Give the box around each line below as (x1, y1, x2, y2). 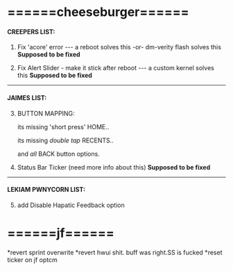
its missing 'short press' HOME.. (17, 122, 110, 131)
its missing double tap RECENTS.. (17, 136, 114, 145)
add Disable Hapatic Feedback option (17, 201, 125, 209)
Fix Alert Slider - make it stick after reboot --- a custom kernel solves (17, 64, 215, 72)
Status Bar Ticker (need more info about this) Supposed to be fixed (17, 163, 211, 171)
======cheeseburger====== (7, 4, 189, 20)
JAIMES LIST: (7, 93, 47, 101)
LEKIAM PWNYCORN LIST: (7, 186, 85, 194)
